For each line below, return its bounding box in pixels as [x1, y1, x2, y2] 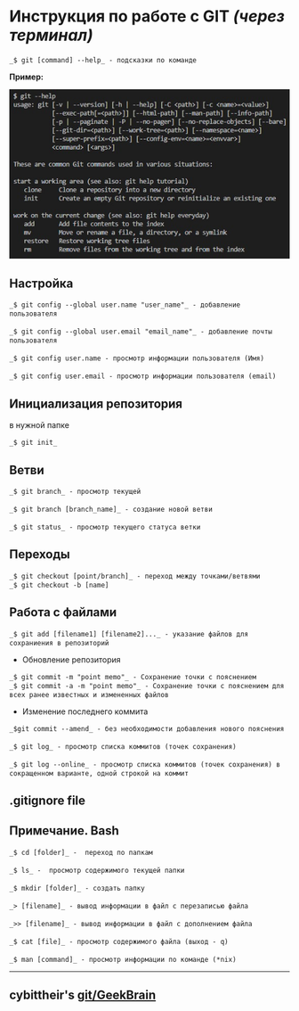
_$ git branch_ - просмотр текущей [9, 488, 141, 497]
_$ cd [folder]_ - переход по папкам [9, 848, 153, 857]
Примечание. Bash [9, 823, 120, 839]
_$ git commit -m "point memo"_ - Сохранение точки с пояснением [9, 672, 256, 681]
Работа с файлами [9, 604, 117, 621]
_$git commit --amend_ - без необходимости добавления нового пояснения [9, 724, 285, 733]
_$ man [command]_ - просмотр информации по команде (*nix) [9, 955, 238, 964]
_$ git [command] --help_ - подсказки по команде [9, 55, 198, 64]
